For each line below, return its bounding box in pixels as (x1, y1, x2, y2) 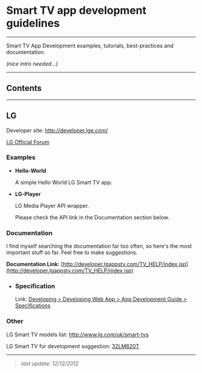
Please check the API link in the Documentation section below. (14, 213, 170, 221)
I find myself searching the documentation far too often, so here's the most (6, 242, 192, 250)
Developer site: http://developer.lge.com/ (6, 127, 108, 134)
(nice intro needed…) (6, 60, 58, 67)
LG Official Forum (6, 138, 50, 145)
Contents (6, 83, 42, 93)
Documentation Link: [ (6, 260, 63, 268)
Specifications (14, 302, 51, 309)
